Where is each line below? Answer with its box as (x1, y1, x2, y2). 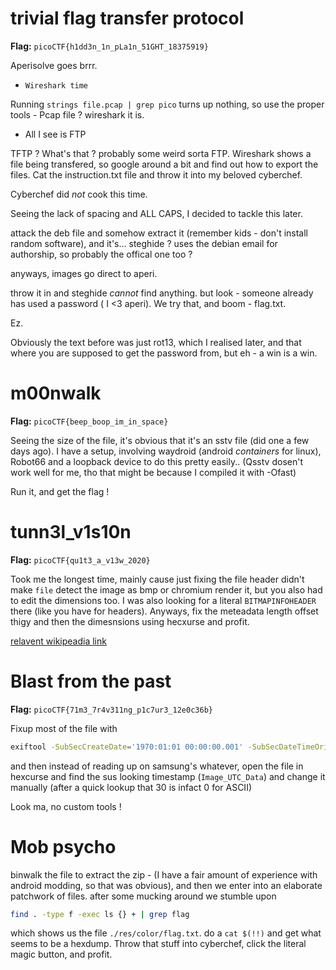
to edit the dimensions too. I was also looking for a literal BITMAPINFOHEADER (10, 594, 317, 606)
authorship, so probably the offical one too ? (10, 248, 193, 260)
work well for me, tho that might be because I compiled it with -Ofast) (10, 466, 297, 478)
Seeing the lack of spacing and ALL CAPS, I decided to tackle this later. (10, 207, 303, 219)
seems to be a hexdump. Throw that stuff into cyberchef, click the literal (10, 938, 307, 950)
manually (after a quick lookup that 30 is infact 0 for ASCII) (10, 781, 252, 793)
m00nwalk (10, 382, 102, 405)
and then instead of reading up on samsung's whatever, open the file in (10, 760, 304, 772)
